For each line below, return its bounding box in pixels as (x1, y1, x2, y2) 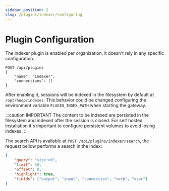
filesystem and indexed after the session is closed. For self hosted (5, 118, 143, 124)
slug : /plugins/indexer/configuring (5, 12, 82, 17)
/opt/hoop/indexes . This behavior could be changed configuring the (5, 97, 146, 103)
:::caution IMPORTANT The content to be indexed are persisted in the (5, 112, 149, 118)
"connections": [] (14, 78, 53, 83)
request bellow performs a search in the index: (5, 143, 102, 149)
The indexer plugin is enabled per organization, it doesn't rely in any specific (5, 50, 164, 56)
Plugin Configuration (5, 34, 94, 45)
